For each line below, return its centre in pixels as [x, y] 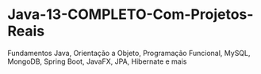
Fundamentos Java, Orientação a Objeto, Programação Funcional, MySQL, [129, 53]
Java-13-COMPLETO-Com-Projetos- [130, 15]
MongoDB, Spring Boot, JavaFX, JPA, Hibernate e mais [97, 61]
